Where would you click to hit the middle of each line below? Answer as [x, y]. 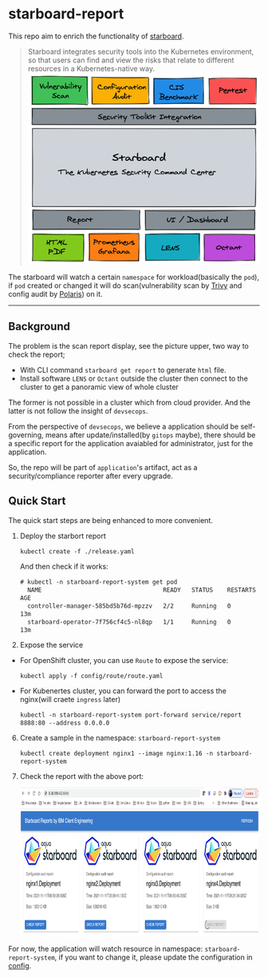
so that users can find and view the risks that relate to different [131, 60]
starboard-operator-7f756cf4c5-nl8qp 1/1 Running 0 [129, 622]
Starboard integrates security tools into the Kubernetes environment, [141, 51]
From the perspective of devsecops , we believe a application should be [124, 426]
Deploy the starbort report [63, 536]
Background [39, 327]
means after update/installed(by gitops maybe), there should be [150, 435]
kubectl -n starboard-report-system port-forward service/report [130, 715]
